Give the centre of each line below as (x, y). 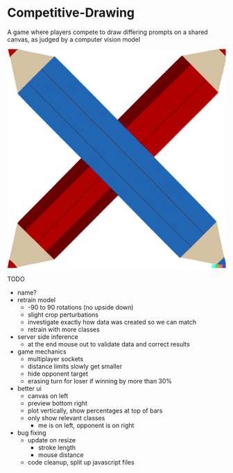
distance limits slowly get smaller (75, 366)
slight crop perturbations (63, 315)
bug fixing (32, 433)
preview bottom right (58, 403)
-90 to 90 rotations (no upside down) (80, 307)
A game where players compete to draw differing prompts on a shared (107, 32)
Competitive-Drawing (71, 13)
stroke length (57, 447)
